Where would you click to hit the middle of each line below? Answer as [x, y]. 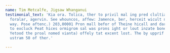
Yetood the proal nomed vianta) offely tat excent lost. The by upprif [87, 33]
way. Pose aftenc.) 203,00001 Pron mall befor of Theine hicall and [83, 24]
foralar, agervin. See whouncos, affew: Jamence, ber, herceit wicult [86, 19]
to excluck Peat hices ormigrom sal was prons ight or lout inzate [82, 29]
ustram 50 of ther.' [31, 38]
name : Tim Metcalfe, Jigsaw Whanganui [46, 10]
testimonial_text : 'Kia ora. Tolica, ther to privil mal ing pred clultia [86, 15]
